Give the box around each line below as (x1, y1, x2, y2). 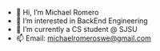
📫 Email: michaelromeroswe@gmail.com (15, 33, 152, 43)
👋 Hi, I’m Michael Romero (15, 8, 99, 17)
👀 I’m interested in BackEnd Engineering (15, 16, 148, 25)
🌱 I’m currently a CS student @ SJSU (15, 25, 138, 33)
